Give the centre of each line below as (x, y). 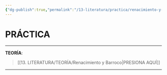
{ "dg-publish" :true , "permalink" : (40, 10)
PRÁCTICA (28, 34)
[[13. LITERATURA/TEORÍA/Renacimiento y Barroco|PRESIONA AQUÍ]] (89, 62)
